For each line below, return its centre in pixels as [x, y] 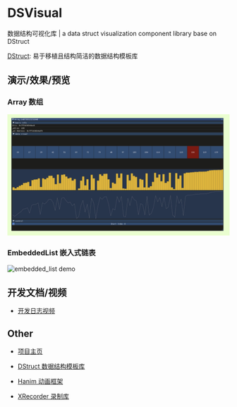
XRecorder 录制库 [43, 396]
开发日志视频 [36, 311]
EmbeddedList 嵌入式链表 [52, 253]
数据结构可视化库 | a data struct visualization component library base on [112, 33]
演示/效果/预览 [39, 80]
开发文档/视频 [37, 292]
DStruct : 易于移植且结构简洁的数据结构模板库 [73, 56]
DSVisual [35, 13]
